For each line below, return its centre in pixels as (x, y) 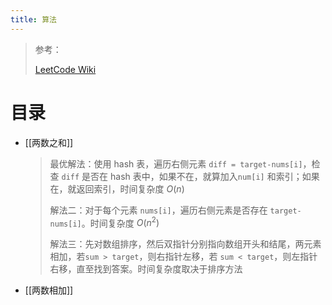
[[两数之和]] (49, 142)
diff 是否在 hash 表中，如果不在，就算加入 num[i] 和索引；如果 (190, 176)
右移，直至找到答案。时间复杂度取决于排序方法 (146, 269)
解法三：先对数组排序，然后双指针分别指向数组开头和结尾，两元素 (185, 244)
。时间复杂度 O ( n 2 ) (120, 222)
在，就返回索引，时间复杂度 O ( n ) (117, 188)
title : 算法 (33, 19)
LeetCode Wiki (65, 69)
